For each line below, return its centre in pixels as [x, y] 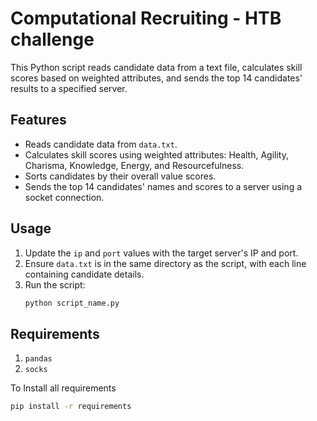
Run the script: [55, 284]
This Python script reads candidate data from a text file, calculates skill [156, 67]
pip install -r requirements [71, 407]
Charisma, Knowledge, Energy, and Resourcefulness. [134, 165]
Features [38, 120]
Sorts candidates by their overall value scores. [120, 176]
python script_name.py [72, 303]
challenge [52, 39]
